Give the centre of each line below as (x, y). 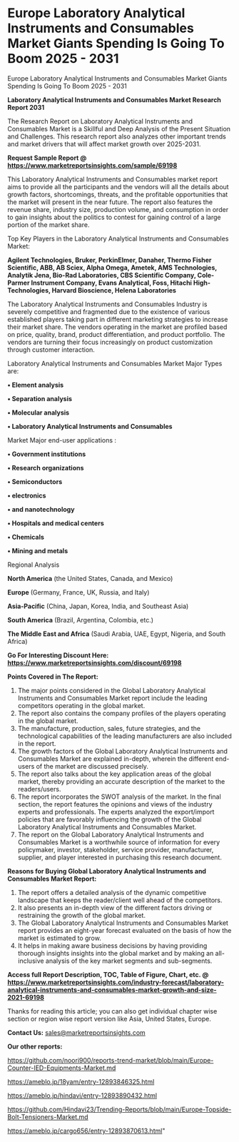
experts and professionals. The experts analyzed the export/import (116, 812)
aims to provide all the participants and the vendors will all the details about (118, 186)
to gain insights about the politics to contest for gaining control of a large (114, 217)
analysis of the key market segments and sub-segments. (129, 961)
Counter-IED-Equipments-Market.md (62, 1068)
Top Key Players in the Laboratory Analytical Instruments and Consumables (118, 238)
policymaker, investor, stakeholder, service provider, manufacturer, (116, 849)
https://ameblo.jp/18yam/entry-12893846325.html (81, 1081)
